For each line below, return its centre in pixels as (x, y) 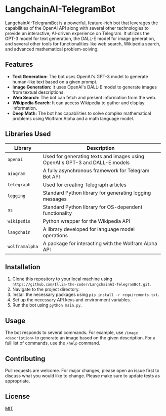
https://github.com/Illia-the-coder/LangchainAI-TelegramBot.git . (82, 284)
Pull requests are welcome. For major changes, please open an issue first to (82, 371)
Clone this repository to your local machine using (62, 279)
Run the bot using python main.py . (47, 305)
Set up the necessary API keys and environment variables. (72, 300)
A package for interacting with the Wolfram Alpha (100, 243)
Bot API (51, 176)
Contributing (25, 358)
